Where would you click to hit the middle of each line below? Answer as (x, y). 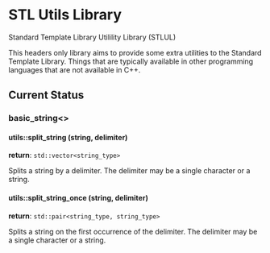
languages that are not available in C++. (75, 69)
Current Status (46, 95)
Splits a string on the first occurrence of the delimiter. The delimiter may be (133, 231)
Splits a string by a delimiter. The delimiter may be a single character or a (129, 171)
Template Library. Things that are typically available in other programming (131, 61)
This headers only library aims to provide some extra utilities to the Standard (135, 52)
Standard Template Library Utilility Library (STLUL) (92, 37)
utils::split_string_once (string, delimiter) (79, 198)
